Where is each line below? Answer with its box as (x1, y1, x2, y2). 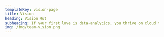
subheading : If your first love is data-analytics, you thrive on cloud (5, 20, 156, 25)
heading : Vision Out (5, 16, 47, 21)
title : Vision (5, 12, 34, 16)
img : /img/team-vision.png (5, 25, 60, 30)
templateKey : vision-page (5, 7, 58, 12)
